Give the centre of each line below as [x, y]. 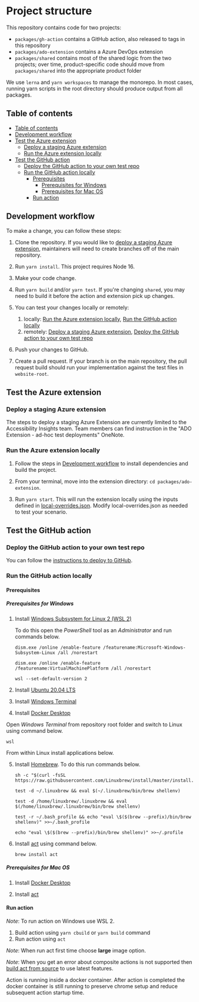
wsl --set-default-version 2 [51, 679]
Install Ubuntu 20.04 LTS [45, 690]
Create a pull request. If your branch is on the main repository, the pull [101, 361]
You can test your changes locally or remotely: [72, 307]
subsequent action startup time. [45, 992]
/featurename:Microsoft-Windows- [144, 648]
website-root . [32, 374]
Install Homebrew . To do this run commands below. [77, 764]
